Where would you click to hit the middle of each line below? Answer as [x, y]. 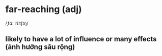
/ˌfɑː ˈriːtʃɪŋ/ [17, 23]
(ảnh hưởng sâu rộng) [40, 47]
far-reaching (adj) [44, 9]
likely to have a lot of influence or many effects [81, 39]
